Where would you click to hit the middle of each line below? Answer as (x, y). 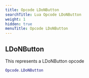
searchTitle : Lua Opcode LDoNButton (43, 15)
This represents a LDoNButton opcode (45, 61)
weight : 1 (15, 19)
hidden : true (19, 24)
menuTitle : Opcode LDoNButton (37, 29)
